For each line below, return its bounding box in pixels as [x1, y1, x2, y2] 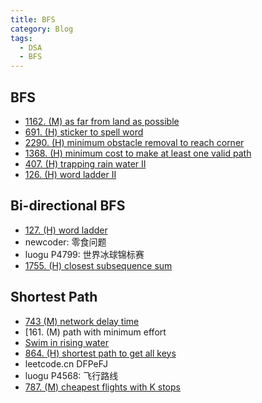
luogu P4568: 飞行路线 [24, 369, 119, 381]
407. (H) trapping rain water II [24, 157, 147, 170]
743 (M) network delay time [24, 315, 140, 327]
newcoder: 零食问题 [24, 236, 107, 248]
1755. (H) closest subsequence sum [24, 259, 173, 271]
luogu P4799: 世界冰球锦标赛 [24, 248, 145, 260]
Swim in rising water [24, 336, 109, 348]
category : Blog [10, 24, 74, 34]
